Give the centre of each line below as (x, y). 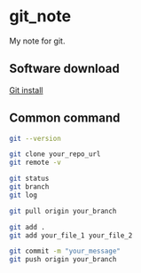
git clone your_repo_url (55, 154)
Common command (65, 118)
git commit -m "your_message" (65, 251)
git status (29, 179)
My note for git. (37, 41)
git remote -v (35, 163)
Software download (64, 69)
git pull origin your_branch (63, 211)
